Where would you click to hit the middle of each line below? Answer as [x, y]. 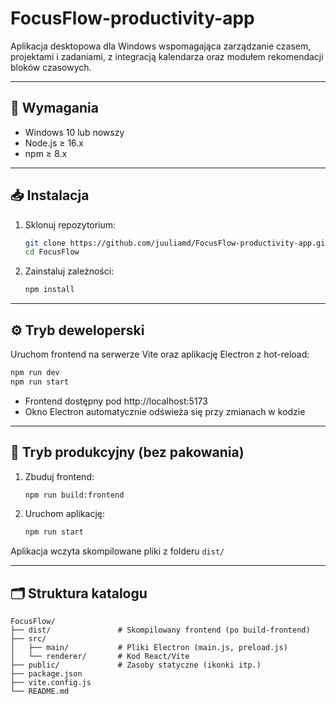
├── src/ [28, 639]
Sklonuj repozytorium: [70, 224]
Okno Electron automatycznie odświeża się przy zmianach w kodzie [165, 411]
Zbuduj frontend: [59, 476]
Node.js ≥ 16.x [54, 143]
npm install [49, 290]
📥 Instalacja [50, 195]
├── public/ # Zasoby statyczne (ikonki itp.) [136, 665]
